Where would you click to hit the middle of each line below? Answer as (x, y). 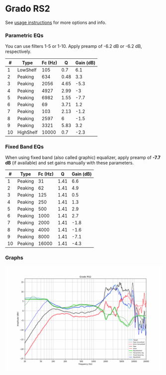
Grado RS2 (28, 9)
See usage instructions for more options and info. (56, 22)
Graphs (14, 258)
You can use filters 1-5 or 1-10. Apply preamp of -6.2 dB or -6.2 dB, (74, 46)
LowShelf (27, 70)
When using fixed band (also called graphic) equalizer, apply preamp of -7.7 (83, 158)
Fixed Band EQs (24, 147)
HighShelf (27, 132)
